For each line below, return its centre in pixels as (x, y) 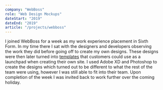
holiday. (13, 82)
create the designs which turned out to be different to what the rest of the (79, 67)
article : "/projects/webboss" (36, 28)
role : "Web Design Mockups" (34, 14)
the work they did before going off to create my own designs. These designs (82, 52)
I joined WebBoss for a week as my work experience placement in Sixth (77, 41)
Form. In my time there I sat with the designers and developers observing (78, 46)
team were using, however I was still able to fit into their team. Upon (73, 72)
